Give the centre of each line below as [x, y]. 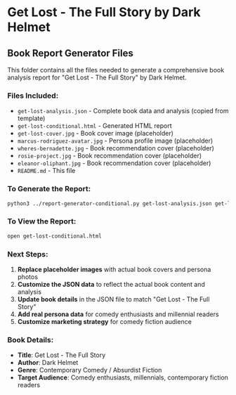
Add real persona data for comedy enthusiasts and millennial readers [118, 314]
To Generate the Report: [49, 189]
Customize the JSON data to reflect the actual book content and [111, 284]
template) [31, 118]
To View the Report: [42, 221]
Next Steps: [28, 254]
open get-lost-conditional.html [54, 236]
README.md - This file [46, 171]
